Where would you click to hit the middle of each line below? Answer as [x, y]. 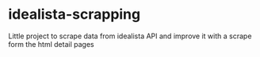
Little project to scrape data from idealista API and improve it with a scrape [130, 36]
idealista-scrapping [75, 14]
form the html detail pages [51, 44]
